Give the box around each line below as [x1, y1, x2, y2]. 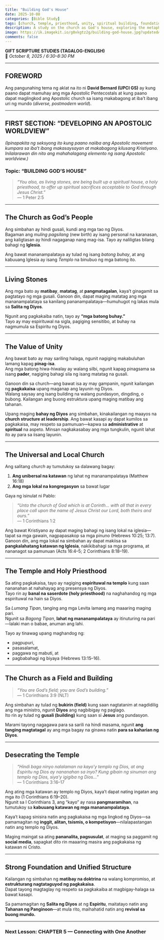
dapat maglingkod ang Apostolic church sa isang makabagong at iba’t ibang [5, 95, 158, 101]
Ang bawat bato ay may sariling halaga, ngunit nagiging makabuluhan [5, 355, 145, 361]
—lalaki [5, 620, 20, 627]
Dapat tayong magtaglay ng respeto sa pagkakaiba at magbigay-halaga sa [5, 887, 155, 893]
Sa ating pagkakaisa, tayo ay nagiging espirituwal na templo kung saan [5, 580, 149, 586]
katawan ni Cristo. [5, 844, 41, 850]
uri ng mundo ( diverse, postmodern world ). [5, 100, 92, 106]
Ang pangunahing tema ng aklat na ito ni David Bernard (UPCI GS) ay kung [5, 85, 156, 91]
